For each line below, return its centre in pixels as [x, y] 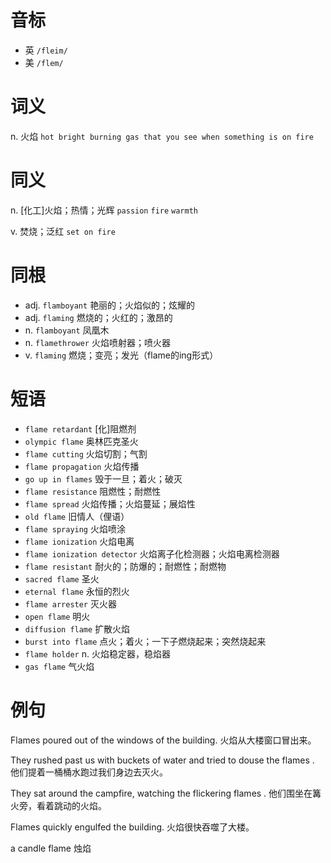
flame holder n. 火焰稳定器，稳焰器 [97, 653]
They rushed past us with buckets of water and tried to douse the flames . [162, 760]
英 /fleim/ [46, 50]
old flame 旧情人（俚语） [77, 516]
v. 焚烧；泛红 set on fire [63, 231]
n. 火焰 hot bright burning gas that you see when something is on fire [162, 136]
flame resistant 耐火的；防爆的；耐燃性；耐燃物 [125, 566]
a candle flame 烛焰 [51, 848]
